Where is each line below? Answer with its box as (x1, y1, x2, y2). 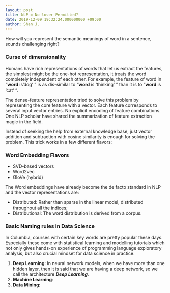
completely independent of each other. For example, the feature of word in (5, 76, 162, 82)
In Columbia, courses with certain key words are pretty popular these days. (5, 235, 163, 241)
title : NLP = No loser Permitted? (5, 12, 79, 17)
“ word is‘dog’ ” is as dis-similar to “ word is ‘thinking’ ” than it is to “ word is (5, 81, 161, 87)
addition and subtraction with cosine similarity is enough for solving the (5, 133, 155, 140)
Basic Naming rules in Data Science (5, 222, 95, 229)
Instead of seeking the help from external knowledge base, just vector (5, 128, 152, 134)
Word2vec (12, 168, 35, 174)
